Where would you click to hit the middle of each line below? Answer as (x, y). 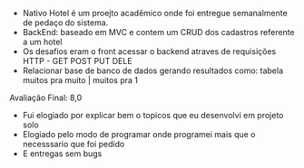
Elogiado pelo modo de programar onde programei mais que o (139, 134)
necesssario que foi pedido (74, 144)
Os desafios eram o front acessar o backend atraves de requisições (149, 51)
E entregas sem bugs (62, 154)
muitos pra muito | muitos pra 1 (80, 80)
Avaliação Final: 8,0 (46, 98)
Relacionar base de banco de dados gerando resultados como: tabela (153, 70)
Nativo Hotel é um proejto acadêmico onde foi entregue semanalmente (155, 13)
